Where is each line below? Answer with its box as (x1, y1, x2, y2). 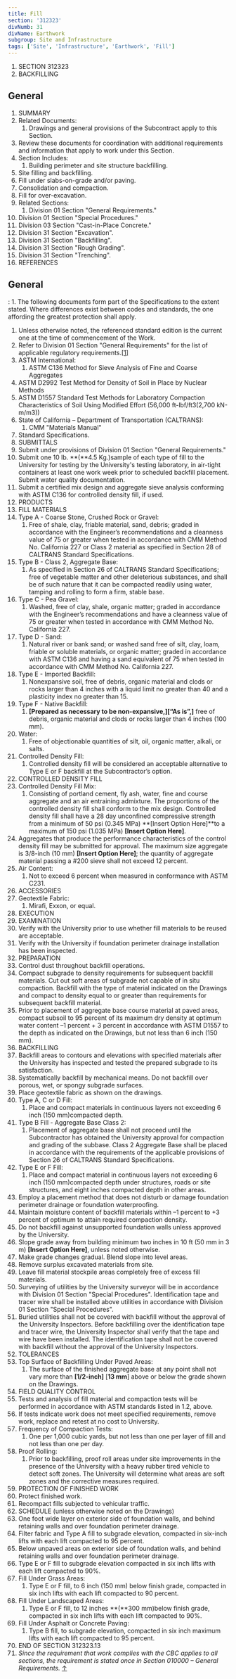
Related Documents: (18, 116, 77, 125)
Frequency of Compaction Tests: (18, 1424, 113, 1433)
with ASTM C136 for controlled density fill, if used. (18, 490, 164, 499)
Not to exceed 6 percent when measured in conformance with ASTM (28, 872, 228, 880)
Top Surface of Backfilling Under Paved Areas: (18, 1357, 153, 1365)
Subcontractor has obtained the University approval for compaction (28, 1133, 225, 1142)
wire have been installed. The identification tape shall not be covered (18, 1334, 218, 1343)
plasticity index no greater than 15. (28, 692, 129, 701)
